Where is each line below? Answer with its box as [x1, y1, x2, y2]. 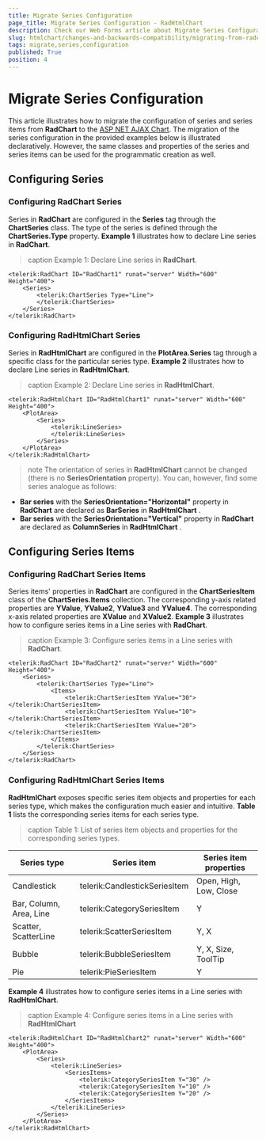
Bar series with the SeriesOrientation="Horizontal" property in [19, 496, 230, 507]
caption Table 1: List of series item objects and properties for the [27, 825, 238, 834]
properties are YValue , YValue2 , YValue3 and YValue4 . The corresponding [8, 603, 257, 613]
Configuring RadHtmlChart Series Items [8, 775, 165, 786]
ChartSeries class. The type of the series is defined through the [8, 222, 218, 232]
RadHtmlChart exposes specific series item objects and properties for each [8, 792, 256, 802]
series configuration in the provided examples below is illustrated [8, 132, 221, 142]
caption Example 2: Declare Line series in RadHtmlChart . [27, 380, 215, 389]
